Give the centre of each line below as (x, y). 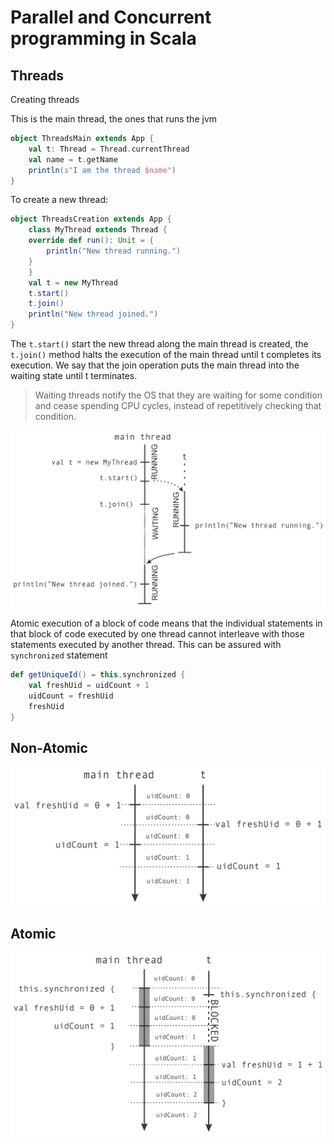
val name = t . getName (73, 159)
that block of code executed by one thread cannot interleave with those (157, 634)
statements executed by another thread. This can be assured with (146, 644)
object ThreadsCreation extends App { (91, 219)
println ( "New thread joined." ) (93, 314)
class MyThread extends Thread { (98, 230)
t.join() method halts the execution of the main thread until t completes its (166, 354)
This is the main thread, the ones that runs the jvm (114, 119)
